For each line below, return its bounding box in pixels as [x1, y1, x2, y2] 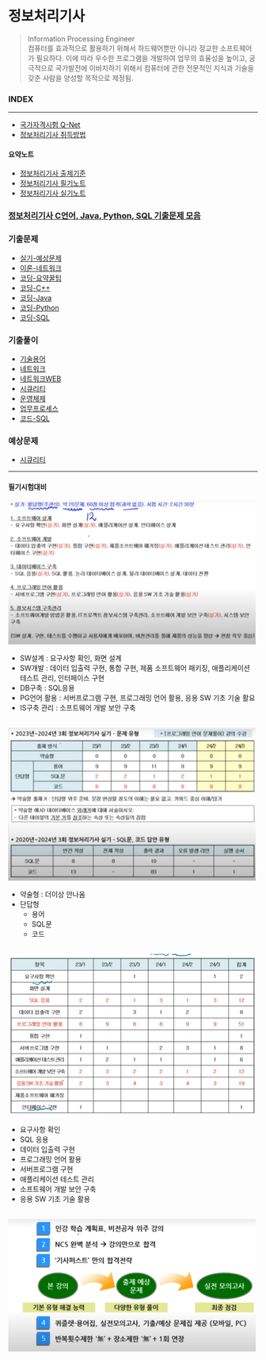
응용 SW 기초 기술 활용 [19, 1194, 91, 1204]
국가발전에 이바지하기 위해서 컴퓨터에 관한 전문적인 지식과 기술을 [55, 63, 255, 72]
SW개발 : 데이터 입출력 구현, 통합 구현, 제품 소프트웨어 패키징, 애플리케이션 [19, 664, 251, 672]
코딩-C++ [19, 283, 51, 292]
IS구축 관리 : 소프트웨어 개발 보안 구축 [19, 703, 136, 712]
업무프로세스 [19, 403, 59, 413]
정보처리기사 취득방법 [19, 130, 86, 140]
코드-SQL [19, 414, 50, 423]
